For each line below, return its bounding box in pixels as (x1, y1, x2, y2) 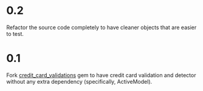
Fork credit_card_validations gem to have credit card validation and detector (6, 71, 196, 79)
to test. (6, 30, 24, 37)
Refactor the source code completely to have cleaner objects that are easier (6, 24, 197, 31)
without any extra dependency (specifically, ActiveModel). (6, 78, 153, 85)
